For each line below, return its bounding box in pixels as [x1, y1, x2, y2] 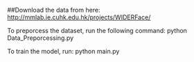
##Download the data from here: [7, 6, 100, 14]
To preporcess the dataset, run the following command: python [7, 27, 187, 34]
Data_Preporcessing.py [7, 34, 74, 42]
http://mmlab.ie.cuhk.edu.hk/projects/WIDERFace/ [7, 13, 151, 21]
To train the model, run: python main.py [7, 48, 120, 55]
